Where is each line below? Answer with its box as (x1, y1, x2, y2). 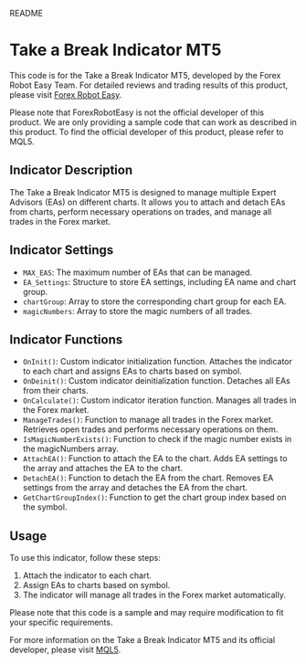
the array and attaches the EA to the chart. (22, 463, 184, 474)
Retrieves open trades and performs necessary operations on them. (22, 424, 279, 435)
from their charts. (22, 385, 89, 396)
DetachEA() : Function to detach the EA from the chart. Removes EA (22, 472, 274, 483)
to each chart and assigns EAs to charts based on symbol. (22, 365, 242, 377)
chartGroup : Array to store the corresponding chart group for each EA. (22, 296, 287, 307)
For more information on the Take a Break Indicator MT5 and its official (9, 635, 276, 646)
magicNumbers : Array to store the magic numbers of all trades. (22, 305, 253, 316)
